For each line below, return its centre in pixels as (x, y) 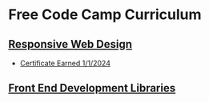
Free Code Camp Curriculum (105, 15)
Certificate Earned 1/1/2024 (65, 63)
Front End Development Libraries (92, 88)
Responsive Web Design (70, 44)
